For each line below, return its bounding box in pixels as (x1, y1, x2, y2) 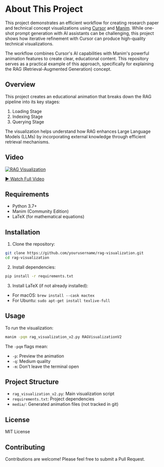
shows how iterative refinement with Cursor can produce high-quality (5, 36, 146, 41)
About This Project (5, 3, 83, 15)
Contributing (5, 443, 45, 451)
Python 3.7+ (12, 203, 37, 209)
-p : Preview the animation (12, 353, 64, 359)
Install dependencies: (12, 264, 56, 270)
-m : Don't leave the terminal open (12, 363, 80, 369)
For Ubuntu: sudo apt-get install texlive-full (12, 297, 110, 303)
